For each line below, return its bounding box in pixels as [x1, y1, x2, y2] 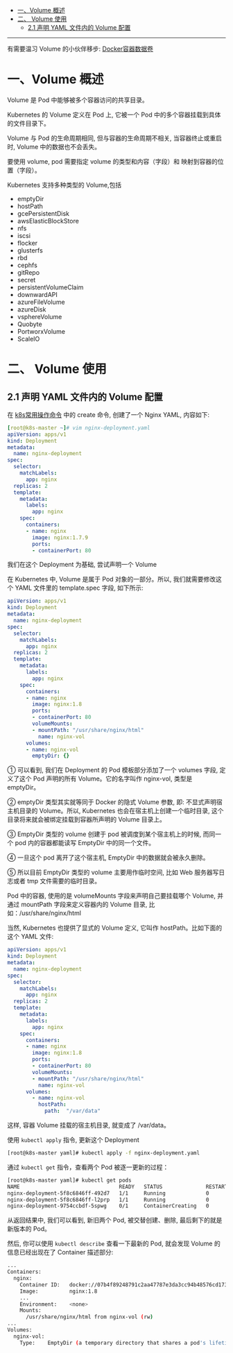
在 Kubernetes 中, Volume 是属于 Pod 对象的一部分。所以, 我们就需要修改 [7, 575, 216, 584]
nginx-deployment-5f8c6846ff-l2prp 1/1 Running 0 [7, 1196, 209, 1203]
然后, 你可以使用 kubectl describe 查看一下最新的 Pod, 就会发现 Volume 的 [7, 1239, 221, 1248]
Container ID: [19, 1281, 60, 1288]
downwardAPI [17, 290, 58, 298]
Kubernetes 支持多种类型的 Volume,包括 [7, 180, 122, 189]
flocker [17, 239, 38, 247]
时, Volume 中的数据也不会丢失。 [7, 142, 101, 151]
